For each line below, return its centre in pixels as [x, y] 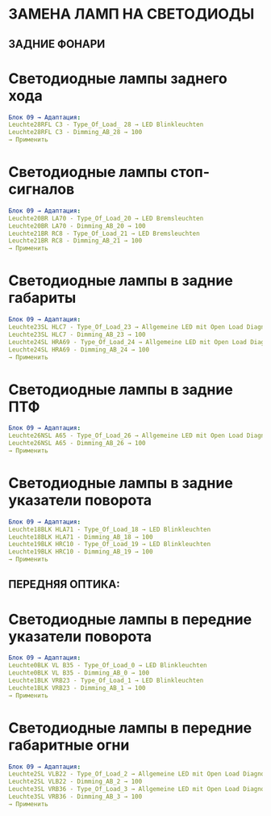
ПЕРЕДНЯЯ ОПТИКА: [64, 585]
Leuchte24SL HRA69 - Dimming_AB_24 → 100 [79, 349]
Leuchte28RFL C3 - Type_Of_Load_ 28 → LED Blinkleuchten [106, 125]
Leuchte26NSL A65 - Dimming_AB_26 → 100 [77, 444]
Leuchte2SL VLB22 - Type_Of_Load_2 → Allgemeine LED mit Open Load [124, 774]
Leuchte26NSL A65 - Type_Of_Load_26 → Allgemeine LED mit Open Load [126, 436]
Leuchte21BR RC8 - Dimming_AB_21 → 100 [75, 241]
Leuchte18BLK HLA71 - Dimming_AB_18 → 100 [81, 537]
